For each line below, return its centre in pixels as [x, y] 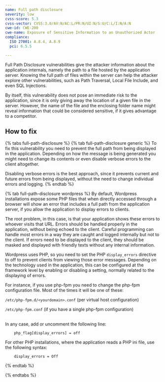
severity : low [20, 14]
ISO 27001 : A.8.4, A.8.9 [35, 42]
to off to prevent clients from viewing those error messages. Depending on [81, 260]
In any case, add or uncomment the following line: [56, 324]
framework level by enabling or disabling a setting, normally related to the [80, 270]
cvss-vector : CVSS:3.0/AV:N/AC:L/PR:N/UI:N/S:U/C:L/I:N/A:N [68, 23]
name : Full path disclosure [34, 10]
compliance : [17, 37]
